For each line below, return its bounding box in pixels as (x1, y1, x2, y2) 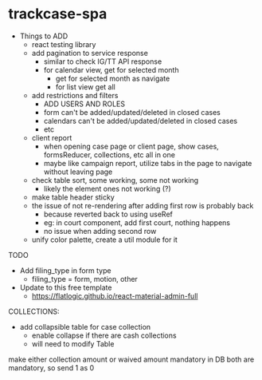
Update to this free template (19, 283, 112, 292)
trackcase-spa (8, 5, 108, 23)
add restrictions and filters (31, 90, 119, 100)
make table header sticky (31, 192, 115, 202)
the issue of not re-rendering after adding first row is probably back (31, 200, 254, 210)
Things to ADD (19, 31, 68, 41)
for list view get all (55, 81, 115, 92)
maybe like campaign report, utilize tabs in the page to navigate (43, 158, 252, 168)
